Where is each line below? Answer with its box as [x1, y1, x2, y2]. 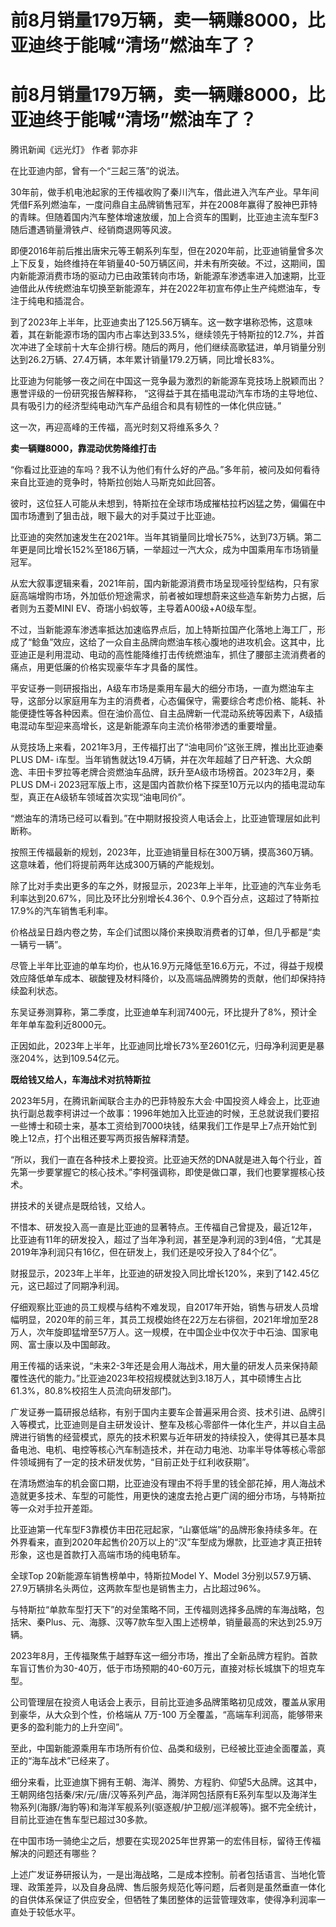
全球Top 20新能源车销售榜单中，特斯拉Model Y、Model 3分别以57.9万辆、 [10, 1570, 317, 1582]
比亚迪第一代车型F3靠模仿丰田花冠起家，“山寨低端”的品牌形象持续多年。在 [10, 1524, 318, 1536]
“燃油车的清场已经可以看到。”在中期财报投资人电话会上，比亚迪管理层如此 [10, 812, 312, 825]
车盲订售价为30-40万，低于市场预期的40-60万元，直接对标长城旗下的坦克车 [10, 1662, 326, 1675]
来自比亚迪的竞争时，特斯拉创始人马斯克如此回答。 [10, 476, 221, 488]
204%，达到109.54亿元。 [18, 1052, 125, 1065]
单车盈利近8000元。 [27, 1019, 112, 1031]
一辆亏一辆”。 [10, 939, 68, 951]
